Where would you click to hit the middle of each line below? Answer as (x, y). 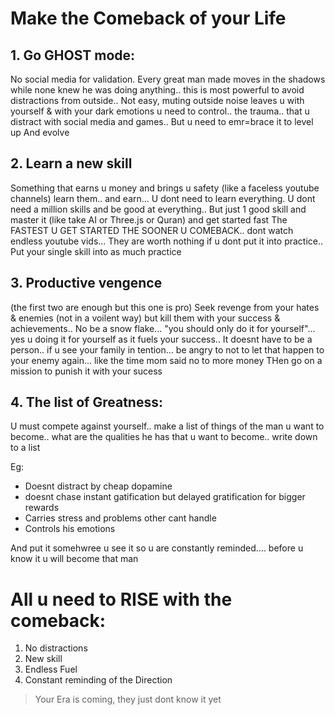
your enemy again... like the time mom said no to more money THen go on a (166, 360)
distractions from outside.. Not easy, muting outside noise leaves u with (157, 100)
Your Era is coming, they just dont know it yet (128, 699)
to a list (25, 448)
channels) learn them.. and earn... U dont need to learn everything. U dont (163, 198)
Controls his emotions (70, 529)
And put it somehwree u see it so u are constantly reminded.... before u (157, 548)
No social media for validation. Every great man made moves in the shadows (168, 79)
